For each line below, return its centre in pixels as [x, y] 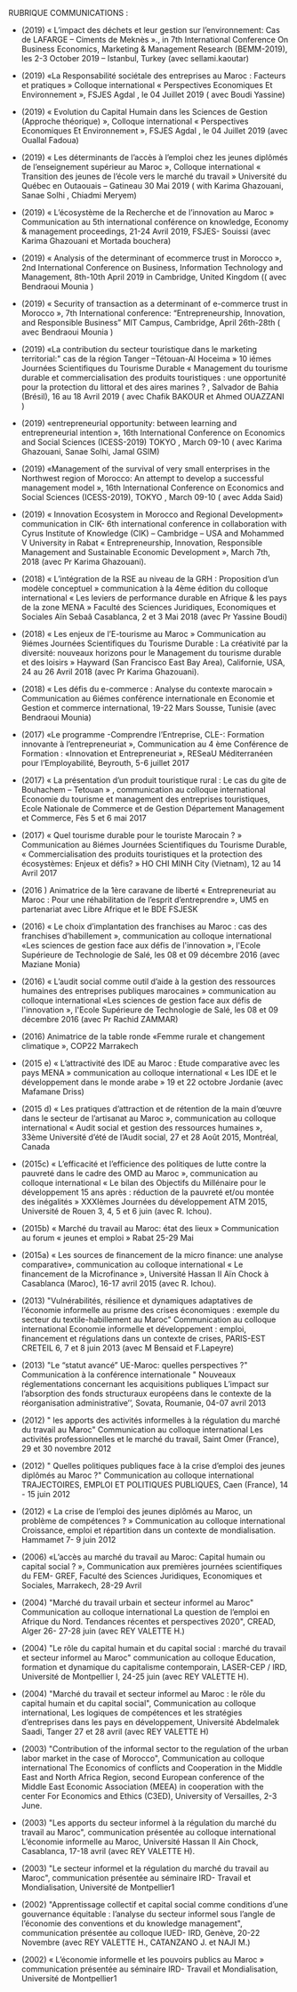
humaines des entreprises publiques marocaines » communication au [148, 991]
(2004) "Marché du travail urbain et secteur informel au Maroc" [137, 1602]
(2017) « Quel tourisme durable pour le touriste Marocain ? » [131, 835]
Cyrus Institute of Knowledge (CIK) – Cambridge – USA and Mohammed [153, 533]
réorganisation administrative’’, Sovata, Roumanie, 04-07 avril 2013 [144, 1403]
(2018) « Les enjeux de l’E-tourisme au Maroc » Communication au [144, 634]
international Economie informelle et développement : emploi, [133, 1329]
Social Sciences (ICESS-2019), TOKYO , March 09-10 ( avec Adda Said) [152, 497]
